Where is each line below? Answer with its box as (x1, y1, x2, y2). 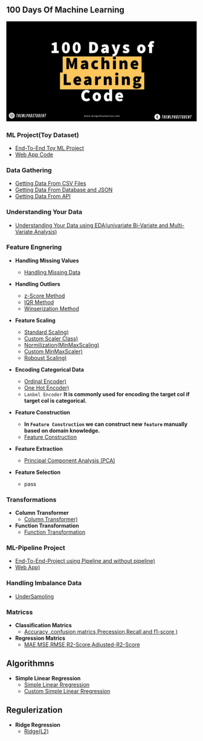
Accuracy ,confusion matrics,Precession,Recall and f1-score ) (24, 628, 178, 635)
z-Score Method (24, 292, 65, 299)
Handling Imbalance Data (6, 579, 82, 587)
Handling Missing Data (24, 268, 80, 276)
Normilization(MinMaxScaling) (24, 341, 100, 348)
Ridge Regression (14, 721, 60, 728)
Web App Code (14, 151, 53, 158)
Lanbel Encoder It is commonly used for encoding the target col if (24, 390, 190, 397)
